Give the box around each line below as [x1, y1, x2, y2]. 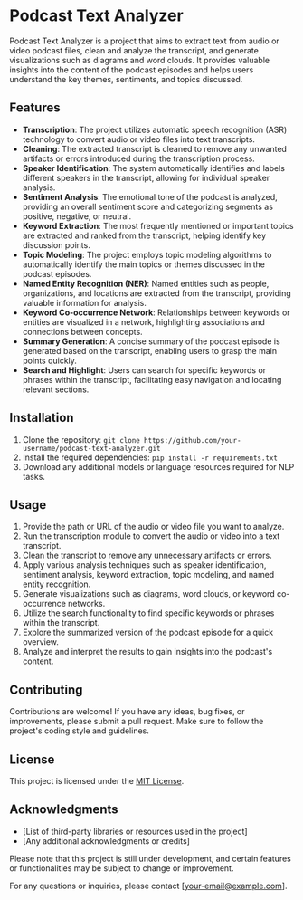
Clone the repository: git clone [22, 434, 140, 445]
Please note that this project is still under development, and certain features [9, 853, 291, 864]
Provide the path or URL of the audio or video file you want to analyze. [22, 522, 285, 532]
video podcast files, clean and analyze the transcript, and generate [9, 44, 260, 55]
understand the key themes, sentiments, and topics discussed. [9, 73, 243, 84]
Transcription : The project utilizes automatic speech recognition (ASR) [22, 124, 288, 135]
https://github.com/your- [143, 436, 241, 445]
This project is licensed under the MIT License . [9, 776, 185, 786]
